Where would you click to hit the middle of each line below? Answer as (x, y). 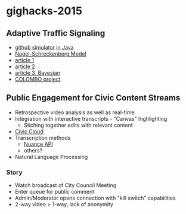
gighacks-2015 (44, 11)
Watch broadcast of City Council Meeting (66, 185)
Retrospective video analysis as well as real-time (75, 112)
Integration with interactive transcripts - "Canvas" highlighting (91, 118)
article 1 (24, 60)
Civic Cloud (29, 131)
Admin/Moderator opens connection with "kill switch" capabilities (95, 198)
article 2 (25, 66)
